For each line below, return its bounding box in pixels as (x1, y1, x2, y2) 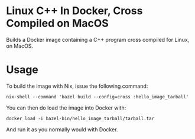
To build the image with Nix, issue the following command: (6, 82, 148, 90)
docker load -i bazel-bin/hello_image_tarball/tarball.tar (6, 115, 155, 121)
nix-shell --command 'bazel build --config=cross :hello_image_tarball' (6, 94, 189, 100)
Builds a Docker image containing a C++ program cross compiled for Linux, (6, 36, 190, 43)
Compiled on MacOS (6, 16, 109, 30)
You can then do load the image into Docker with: (6, 104, 126, 111)
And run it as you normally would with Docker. (6, 125, 118, 133)
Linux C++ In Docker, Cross (6, 4, 143, 18)
